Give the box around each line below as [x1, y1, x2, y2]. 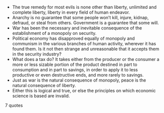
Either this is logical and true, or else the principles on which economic [12, 88, 156, 93]
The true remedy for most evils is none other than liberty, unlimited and [12, 4, 157, 10]
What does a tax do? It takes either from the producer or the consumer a [12, 56, 160, 62]
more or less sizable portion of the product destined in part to [12, 61, 137, 67]
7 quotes [5, 103, 23, 108]
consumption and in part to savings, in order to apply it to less [12, 67, 138, 73]
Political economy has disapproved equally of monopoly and [12, 35, 135, 41]
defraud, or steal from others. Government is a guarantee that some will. [12, 20, 159, 26]
